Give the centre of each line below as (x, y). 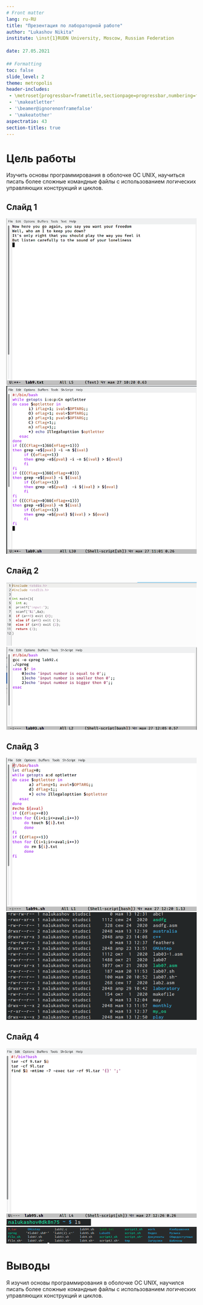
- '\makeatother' (31, 115)
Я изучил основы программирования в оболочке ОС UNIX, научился (95, 1283)
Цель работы (41, 158)
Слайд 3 (23, 747)
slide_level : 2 (25, 77)
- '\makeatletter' (32, 102)
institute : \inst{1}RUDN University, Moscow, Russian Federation (90, 38)
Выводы (28, 1266)
